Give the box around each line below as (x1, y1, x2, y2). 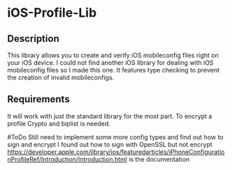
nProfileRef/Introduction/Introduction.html (7, 155, 128, 163)
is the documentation (129, 155, 190, 163)
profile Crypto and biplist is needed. (7, 119, 110, 127)
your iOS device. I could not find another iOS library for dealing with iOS (7, 59, 215, 67)
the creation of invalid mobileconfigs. (7, 73, 115, 82)
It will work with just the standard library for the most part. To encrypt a (7, 111, 212, 120)
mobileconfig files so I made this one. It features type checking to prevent (7, 66, 220, 74)
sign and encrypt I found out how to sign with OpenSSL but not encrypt (7, 140, 213, 148)
